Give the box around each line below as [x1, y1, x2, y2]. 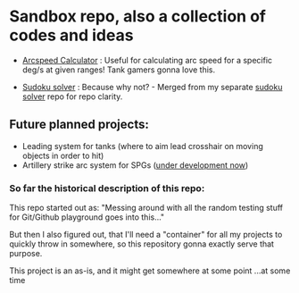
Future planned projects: [9, 117, 149, 132]
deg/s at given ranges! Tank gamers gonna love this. [21, 64, 216, 75]
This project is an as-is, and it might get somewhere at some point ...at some [9, 265, 291, 276]
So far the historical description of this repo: [9, 181, 205, 194]
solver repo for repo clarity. [21, 91, 123, 102]
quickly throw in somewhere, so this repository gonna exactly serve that [9, 239, 275, 249]
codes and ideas [9, 25, 134, 46]
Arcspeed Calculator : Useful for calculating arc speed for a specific [21, 54, 273, 65]
